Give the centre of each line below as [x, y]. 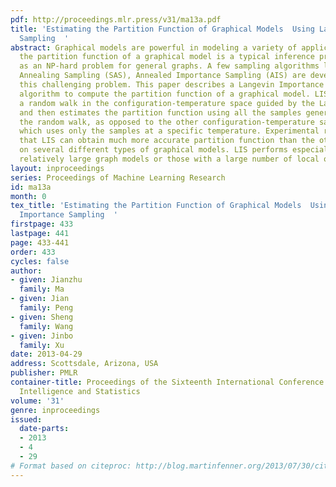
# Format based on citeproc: [71, 466]
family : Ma [42, 289]
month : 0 [28, 196]
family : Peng [46, 308]
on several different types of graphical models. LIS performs [153, 150]
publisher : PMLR [44, 373]
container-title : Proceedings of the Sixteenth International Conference [167, 382]
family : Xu [42, 345]
